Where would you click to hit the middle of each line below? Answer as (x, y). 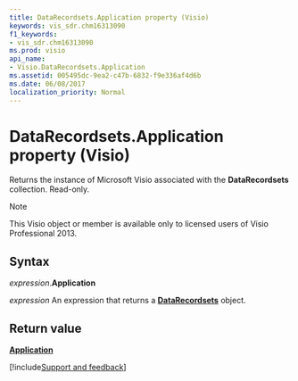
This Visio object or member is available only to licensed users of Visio (139, 224)
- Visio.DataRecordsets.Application (77, 68)
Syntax (29, 261)
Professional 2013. (43, 234)
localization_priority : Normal (67, 92)
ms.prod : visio (37, 51)
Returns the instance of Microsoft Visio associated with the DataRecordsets (149, 180)
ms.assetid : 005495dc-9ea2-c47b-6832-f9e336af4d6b (105, 76)
